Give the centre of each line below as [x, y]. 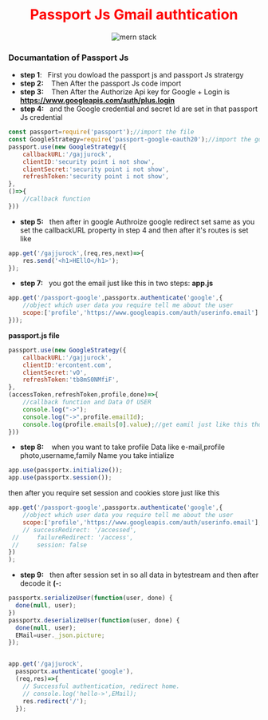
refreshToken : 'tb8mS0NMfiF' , [71, 380]
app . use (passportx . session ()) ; [60, 478]
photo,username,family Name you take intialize [97, 455]
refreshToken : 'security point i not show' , [96, 177]
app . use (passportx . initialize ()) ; [66, 470]
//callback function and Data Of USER [87, 402]
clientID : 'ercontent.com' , [67, 365]
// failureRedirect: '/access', [73, 537]
